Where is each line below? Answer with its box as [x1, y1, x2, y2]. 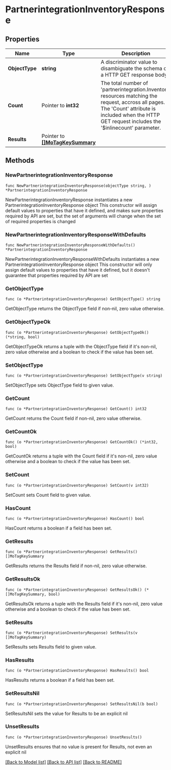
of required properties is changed [5, 218, 76, 224]
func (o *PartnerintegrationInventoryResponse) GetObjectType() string [5, 297, 160, 302]
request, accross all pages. [100, 99, 165, 106]
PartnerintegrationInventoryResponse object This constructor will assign [5, 202, 157, 208]
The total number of [100, 80, 149, 86]
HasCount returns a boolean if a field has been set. [5, 525, 112, 532]
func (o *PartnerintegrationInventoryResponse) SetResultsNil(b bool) [5, 701, 158, 707]
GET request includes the [100, 118, 161, 125]
